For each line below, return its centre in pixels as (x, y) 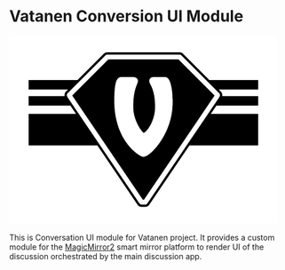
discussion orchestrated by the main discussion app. (106, 256)
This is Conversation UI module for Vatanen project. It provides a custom (142, 237)
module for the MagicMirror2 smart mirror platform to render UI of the (137, 247)
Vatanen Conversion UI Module (127, 16)
